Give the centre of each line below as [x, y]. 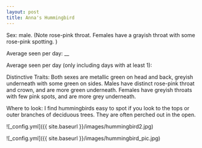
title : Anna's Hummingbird [40, 18]
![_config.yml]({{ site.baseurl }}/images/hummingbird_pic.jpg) [83, 138]
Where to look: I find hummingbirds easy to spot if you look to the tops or [98, 108]
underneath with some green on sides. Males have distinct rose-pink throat [100, 83]
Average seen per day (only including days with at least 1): [79, 65]
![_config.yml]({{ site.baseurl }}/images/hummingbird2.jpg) [80, 126]
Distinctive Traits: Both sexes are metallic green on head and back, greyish [100, 77]
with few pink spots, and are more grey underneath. [71, 96]
